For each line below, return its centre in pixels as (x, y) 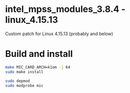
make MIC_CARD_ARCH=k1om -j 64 (38, 67)
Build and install (39, 54)
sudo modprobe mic (24, 85)
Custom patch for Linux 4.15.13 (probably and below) (59, 33)
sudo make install (24, 72)
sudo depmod (17, 81)
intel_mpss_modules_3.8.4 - (65, 9)
